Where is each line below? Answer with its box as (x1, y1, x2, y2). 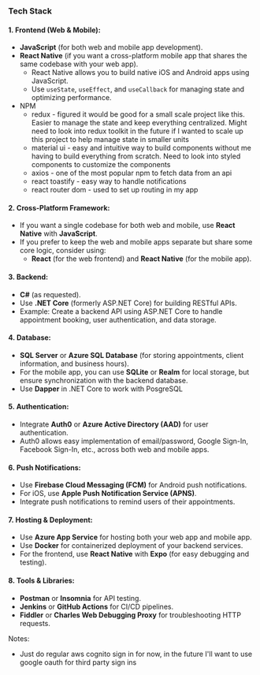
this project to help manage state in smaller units (31, 135, 189, 144)
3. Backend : (8, 272, 49, 282)
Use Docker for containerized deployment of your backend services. (19, 541, 243, 550)
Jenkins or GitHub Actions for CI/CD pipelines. (19, 602, 174, 611)
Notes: (8, 633, 30, 643)
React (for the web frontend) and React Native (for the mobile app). (31, 254, 252, 263)
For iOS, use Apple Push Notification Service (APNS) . (19, 489, 197, 498)
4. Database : (8, 333, 51, 342)
